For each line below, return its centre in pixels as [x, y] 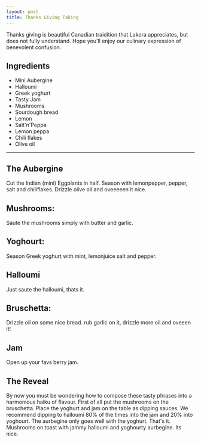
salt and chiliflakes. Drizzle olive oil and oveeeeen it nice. [76, 190]
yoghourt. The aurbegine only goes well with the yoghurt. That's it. [89, 421]
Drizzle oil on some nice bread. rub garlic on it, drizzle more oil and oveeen [99, 323]
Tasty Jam [28, 100]
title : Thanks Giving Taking [42, 17]
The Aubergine [35, 169]
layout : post [22, 12]
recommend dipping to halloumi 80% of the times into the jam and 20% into [100, 415]
